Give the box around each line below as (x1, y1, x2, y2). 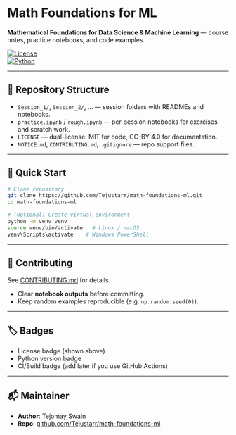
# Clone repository (7, 185, 65, 193)
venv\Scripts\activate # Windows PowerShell (7, 231, 150, 238)
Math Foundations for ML (7, 5, 157, 21)
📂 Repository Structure (7, 84, 110, 96)
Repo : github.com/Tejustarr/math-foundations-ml (17, 420, 161, 428)
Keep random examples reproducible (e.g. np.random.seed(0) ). (17, 297, 199, 305)
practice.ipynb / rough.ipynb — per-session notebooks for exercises (17, 118, 218, 126)
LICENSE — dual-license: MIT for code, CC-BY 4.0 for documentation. (17, 132, 218, 141)
